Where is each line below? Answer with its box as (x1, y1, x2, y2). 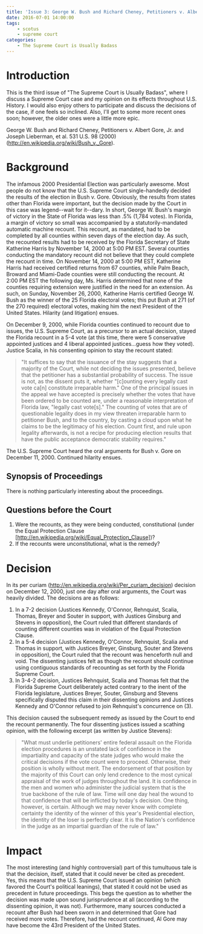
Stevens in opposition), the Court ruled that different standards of (14, 619, 178, 626)
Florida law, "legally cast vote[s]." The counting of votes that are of (21, 403, 188, 411)
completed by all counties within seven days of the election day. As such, (6, 231, 189, 239)
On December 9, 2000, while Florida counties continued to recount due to (6, 320, 190, 328)
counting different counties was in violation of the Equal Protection (14, 625, 181, 633)
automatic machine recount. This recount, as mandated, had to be (6, 225, 170, 233)
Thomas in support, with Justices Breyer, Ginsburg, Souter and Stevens (14, 644, 193, 652)
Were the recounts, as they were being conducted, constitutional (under (14, 521, 195, 528)
